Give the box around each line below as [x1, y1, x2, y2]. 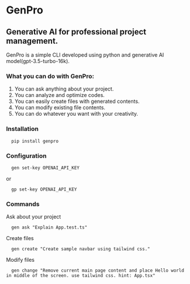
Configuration [6, 151, 47, 160]
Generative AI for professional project [6, 27, 147, 37]
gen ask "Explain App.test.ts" [11, 224, 88, 231]
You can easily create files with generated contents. [14, 98, 140, 105]
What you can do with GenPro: [6, 72, 95, 80]
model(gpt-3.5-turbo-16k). [6, 58, 70, 64]
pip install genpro [11, 138, 59, 144]
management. [6, 36, 58, 46]
